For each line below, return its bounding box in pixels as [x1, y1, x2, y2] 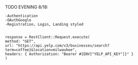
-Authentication [5, 14, 38, 18]
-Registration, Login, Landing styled [5, 22, 84, 27]
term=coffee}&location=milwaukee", [5, 48, 77, 52]
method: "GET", [5, 39, 36, 44]
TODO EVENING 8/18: [5, 4, 49, 10]
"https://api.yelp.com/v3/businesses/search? [16, 43, 110, 48]
